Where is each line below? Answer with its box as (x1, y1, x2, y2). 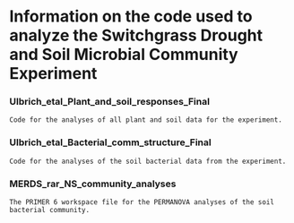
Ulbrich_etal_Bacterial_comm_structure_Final (9, 136, 212, 149)
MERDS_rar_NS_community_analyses (9, 177, 177, 190)
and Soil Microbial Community (9, 45, 239, 64)
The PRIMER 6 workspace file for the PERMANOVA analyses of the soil (9, 198, 275, 207)
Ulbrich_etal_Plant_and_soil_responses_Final (9, 96, 211, 108)
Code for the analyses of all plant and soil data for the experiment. (9, 116, 282, 124)
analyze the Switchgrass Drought (9, 25, 264, 46)
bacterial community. (9, 206, 91, 215)
